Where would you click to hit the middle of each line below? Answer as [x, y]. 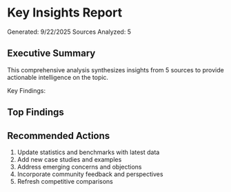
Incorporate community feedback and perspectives [90, 174]
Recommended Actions [59, 136]
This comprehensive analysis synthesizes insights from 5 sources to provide [115, 70]
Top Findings [36, 113]
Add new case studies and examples [69, 159]
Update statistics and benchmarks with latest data [88, 152]
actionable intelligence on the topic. [58, 77]
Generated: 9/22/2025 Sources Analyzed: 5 [69, 32]
